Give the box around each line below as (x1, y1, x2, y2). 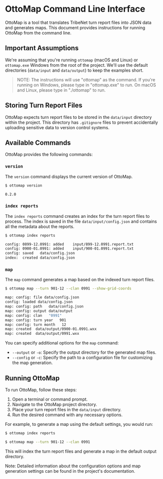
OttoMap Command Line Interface (5, 3, 145, 15)
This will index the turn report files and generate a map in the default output (5, 448, 157, 454)
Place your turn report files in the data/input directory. (12, 406, 122, 412)
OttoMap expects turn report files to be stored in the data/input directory (5, 114, 152, 120)
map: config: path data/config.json (5, 304, 84, 309)
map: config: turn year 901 (5, 318, 67, 323)
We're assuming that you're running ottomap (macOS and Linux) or (5, 57, 138, 63)
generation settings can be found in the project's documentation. (5, 468, 135, 474)
